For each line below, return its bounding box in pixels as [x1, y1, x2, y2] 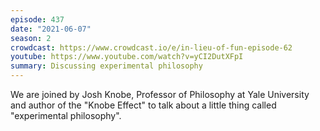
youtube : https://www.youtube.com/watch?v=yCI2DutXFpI [10, 52, 244, 62]
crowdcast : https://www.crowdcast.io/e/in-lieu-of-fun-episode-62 [10, 42, 293, 53]
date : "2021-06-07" [10, 24, 92, 34]
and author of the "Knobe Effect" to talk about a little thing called [10, 99, 277, 111]
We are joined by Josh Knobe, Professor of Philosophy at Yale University [10, 89, 310, 100]
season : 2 [10, 33, 52, 43]
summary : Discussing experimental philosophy [10, 61, 203, 71]
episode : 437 [10, 14, 65, 25]
